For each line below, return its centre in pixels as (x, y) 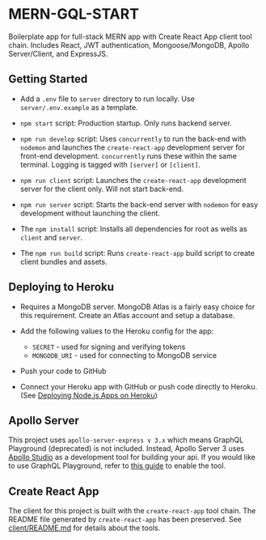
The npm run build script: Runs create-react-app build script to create (137, 253)
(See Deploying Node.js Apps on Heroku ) (89, 395)
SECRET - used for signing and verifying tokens (109, 347)
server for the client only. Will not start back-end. (102, 189)
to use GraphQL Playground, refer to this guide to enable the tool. (117, 466)
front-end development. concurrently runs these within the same (128, 155)
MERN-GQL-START (74, 14)
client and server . (51, 237)
